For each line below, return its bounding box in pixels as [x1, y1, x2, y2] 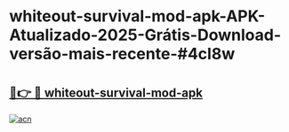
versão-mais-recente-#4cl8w [9, 44, 236, 64]
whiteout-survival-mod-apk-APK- [9, 6, 266, 27]
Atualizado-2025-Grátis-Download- [9, 25, 282, 45]
